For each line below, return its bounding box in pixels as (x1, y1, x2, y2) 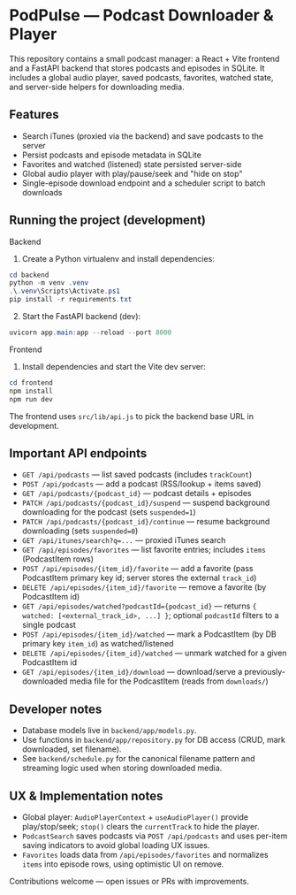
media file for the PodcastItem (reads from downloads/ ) (69, 676, 269, 686)
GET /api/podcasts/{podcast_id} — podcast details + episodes (21, 488, 252, 499)
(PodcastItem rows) (21, 554, 95, 564)
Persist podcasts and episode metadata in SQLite (21, 149, 201, 160)
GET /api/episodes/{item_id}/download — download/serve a (21, 667, 243, 677)
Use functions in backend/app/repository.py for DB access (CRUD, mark (21, 735, 285, 746)
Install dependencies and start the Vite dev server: (21, 361, 206, 371)
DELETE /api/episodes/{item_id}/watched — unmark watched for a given (21, 647, 287, 659)
